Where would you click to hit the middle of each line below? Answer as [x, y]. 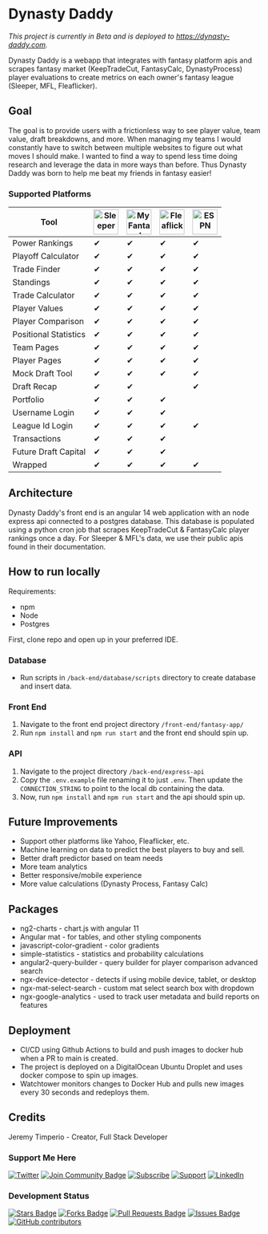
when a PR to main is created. [69, 1058]
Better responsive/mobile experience [81, 875]
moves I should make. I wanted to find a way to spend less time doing [123, 156]
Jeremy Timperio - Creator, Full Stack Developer [88, 1137]
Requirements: [32, 591]
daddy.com [27, 44]
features [34, 1005]
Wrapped [30, 465]
